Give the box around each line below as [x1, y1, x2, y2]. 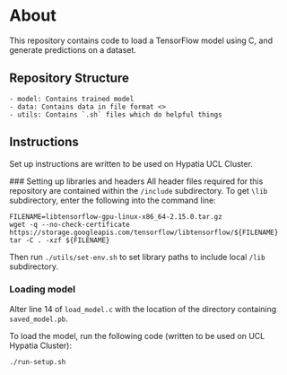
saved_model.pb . [9, 313, 69, 324]
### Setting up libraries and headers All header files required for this [9, 176, 264, 187]
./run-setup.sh [9, 357, 66, 366]
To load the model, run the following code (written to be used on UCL [9, 330, 265, 341]
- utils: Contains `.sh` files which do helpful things [9, 109, 222, 119]
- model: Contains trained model [9, 94, 135, 103]
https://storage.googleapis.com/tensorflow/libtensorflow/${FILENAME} [9, 228, 279, 237]
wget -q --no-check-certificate [9, 220, 130, 229]
